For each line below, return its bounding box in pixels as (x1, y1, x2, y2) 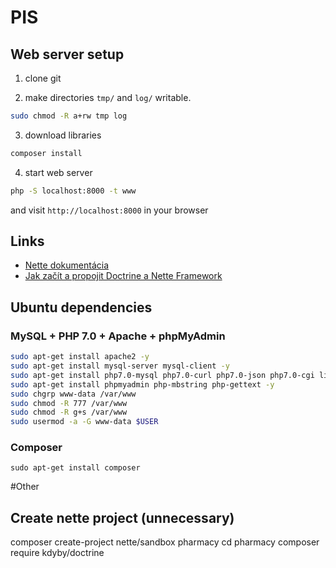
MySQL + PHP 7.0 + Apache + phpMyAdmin (10, 329, 226, 343)
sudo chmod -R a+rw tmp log (10, 111, 128, 121)
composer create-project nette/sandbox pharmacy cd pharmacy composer (10, 536, 320, 548)
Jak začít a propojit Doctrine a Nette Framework (24, 270, 223, 282)
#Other (10, 481, 40, 493)
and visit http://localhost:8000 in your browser (10, 204, 209, 216)
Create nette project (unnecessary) (10, 509, 235, 526)
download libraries (24, 129, 102, 141)
